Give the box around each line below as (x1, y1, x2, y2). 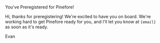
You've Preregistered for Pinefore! (5, 4, 74, 10)
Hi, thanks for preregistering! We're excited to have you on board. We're (5, 14, 151, 19)
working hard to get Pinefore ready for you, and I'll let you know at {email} (5, 19, 156, 24)
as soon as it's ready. (5, 24, 48, 30)
